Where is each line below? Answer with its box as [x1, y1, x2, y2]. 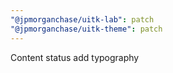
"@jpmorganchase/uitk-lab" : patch [10, 14, 155, 25]
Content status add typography [10, 51, 140, 63]
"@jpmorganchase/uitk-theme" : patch [10, 24, 163, 34]
